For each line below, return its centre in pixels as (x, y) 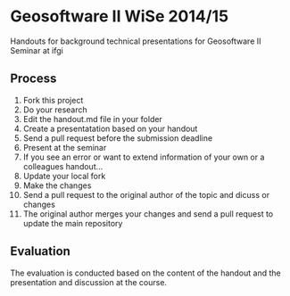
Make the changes (57, 185)
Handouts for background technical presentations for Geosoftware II (136, 41)
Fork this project (53, 100)
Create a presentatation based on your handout (110, 128)
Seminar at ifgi (37, 50)
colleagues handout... (63, 166)
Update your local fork (64, 176)
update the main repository (73, 223)
